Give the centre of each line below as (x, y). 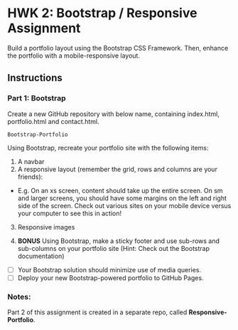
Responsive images (46, 227)
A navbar (31, 161)
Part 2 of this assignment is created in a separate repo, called (97, 312)
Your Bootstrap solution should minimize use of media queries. (109, 269)
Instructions (35, 78)
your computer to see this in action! (70, 213)
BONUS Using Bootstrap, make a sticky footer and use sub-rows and (119, 241)
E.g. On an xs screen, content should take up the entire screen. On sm (120, 190)
